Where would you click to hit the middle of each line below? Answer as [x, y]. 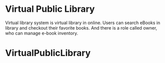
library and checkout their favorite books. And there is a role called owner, [81, 28]
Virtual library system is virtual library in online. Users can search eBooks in [83, 23]
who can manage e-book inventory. [42, 33]
